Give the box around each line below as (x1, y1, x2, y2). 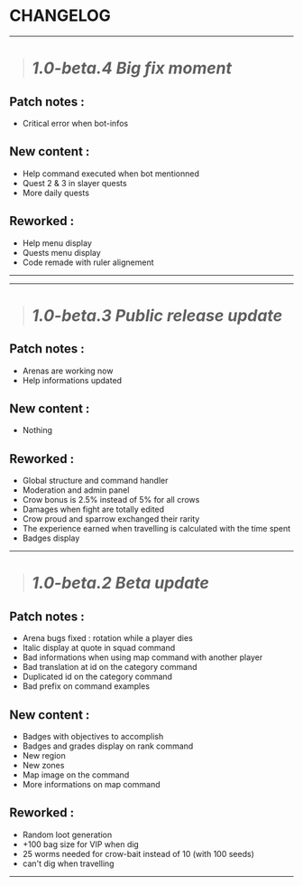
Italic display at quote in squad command (22, 643, 176, 654)
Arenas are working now (22, 365, 114, 376)
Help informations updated (22, 374, 123, 385)
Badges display (22, 533, 80, 543)
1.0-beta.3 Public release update (31, 305, 282, 325)
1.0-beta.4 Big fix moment (31, 58, 233, 79)
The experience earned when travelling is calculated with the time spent (22, 523, 291, 534)
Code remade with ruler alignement (22, 257, 154, 268)
